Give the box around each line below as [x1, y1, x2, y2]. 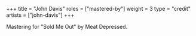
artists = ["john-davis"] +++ [6, 11, 75, 19]
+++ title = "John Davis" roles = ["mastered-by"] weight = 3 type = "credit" [6, 5, 191, 12]
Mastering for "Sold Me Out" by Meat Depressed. [6, 23, 128, 30]
